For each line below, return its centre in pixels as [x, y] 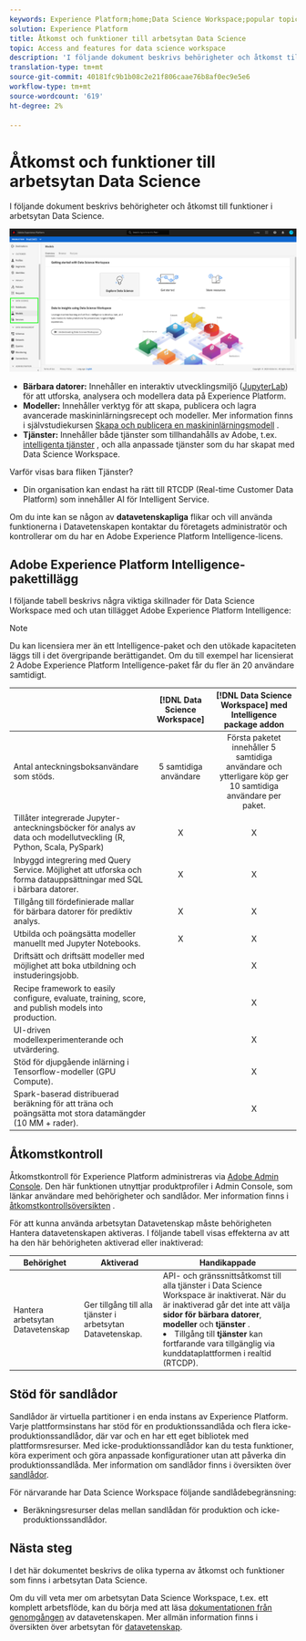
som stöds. [34, 776]
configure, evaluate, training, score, [79, 998]
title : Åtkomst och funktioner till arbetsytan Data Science [128, 38]
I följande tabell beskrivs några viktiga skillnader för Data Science [132, 601]
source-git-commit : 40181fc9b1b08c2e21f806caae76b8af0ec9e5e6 [130, 78]
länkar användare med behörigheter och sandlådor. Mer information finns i [149, 1196]
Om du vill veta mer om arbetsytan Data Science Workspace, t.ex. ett [139, 1597]
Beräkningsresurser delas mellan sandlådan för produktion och [141, 1510]
